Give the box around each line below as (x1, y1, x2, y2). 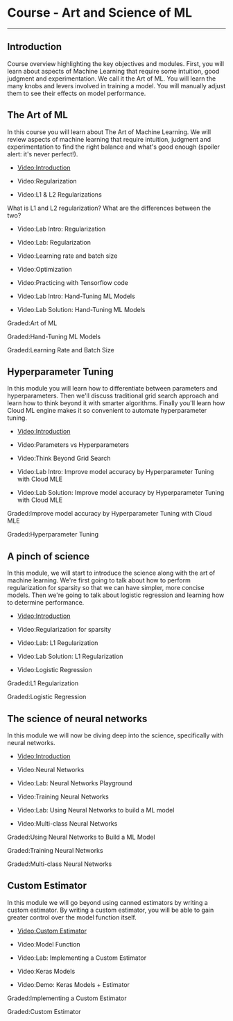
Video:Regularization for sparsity (17, 626, 112, 634)
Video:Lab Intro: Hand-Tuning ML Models (17, 292, 135, 300)
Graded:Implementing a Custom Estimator (7, 994, 127, 1002)
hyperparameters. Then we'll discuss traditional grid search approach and (7, 391, 219, 400)
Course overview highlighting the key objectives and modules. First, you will (7, 59, 224, 67)
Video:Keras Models (17, 967, 76, 975)
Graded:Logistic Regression (7, 693, 87, 701)
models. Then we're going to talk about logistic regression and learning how (7, 591, 225, 599)
